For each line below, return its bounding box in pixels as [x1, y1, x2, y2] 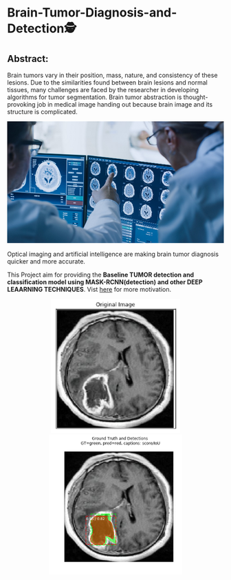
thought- [183, 93, 208, 101]
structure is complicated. [7, 108, 78, 116]
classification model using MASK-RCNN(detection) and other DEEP [7, 278, 203, 286]
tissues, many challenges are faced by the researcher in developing [7, 86, 199, 94]
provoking [7, 100, 36, 108]
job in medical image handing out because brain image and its [36, 100, 213, 108]
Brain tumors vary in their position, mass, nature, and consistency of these [7, 71, 218, 79]
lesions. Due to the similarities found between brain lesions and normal [7, 78, 208, 87]
